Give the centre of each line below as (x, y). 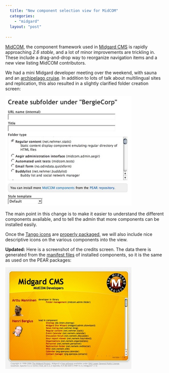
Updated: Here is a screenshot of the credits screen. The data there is (78, 250)
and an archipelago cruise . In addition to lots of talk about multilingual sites (83, 78)
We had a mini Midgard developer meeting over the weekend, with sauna (81, 73)
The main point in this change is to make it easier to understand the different (84, 214)
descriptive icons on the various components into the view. (66, 240)
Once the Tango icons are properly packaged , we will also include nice (79, 234)
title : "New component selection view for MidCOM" (64, 11)
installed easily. (21, 225)
